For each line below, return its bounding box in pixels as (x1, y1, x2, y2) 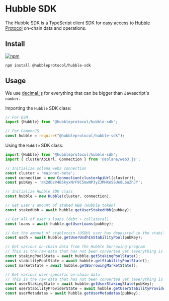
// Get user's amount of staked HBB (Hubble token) (5, 203, 116, 208)
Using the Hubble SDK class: (5, 142, 64, 149)
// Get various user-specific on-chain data (5, 272, 100, 277)
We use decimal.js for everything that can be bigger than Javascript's (5, 90, 149, 96)
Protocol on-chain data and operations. (5, 25, 87, 31)
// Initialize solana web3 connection (5, 166, 87, 171)
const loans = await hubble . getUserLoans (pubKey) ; (5, 221, 114, 226)
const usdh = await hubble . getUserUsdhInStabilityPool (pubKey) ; (5, 235, 143, 240)
